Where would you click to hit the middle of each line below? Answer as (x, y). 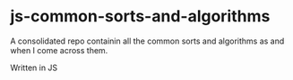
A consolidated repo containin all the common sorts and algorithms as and (147, 41)
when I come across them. (59, 50)
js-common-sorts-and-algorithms (140, 16)
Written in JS (34, 68)
